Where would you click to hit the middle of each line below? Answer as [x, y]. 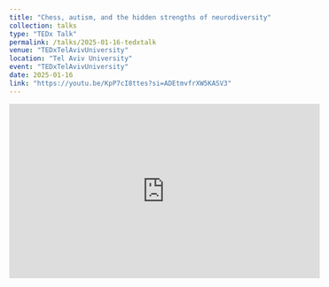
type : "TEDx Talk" [43, 34]
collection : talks [43, 26]
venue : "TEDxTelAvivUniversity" [69, 50]
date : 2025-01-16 [41, 75]
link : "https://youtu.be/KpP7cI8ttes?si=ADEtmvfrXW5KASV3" [121, 83]
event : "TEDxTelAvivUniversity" [69, 67]
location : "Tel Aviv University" [71, 58]
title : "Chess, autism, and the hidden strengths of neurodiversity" [141, 17]
